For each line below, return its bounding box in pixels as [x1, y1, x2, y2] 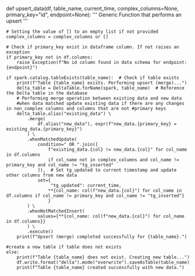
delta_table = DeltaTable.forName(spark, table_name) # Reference [16, 85, 184, 91]
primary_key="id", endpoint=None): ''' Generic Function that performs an [6, 11, 182, 18]
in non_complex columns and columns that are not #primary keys [6, 105, 166, 111]
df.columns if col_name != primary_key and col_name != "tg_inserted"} [6, 193, 184, 199]
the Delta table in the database [6, 90, 88, 96]
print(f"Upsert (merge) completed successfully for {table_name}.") [16, 234, 187, 240]
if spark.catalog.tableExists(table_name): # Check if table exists [6, 75, 180, 81]
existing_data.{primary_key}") [6, 126, 83, 132]
